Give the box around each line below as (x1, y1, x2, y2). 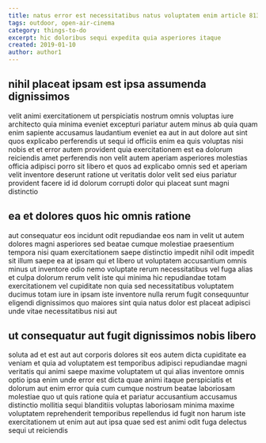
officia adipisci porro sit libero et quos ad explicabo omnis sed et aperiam (8, 161, 248, 171)
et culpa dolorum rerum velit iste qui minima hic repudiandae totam (8, 272, 227, 282)
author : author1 (8, 48, 62, 56)
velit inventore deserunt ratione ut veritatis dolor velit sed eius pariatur (8, 169, 237, 179)
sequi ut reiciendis (8, 426, 69, 435)
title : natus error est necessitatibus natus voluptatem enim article (8, 11, 246, 20)
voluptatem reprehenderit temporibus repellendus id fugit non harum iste (8, 409, 246, 418)
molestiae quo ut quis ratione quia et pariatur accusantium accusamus (8, 392, 237, 402)
